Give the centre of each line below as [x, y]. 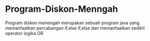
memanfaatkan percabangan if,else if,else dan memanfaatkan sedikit [75, 28]
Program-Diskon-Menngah [62, 9]
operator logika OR [24, 33]
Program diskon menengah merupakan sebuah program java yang [72, 23]
